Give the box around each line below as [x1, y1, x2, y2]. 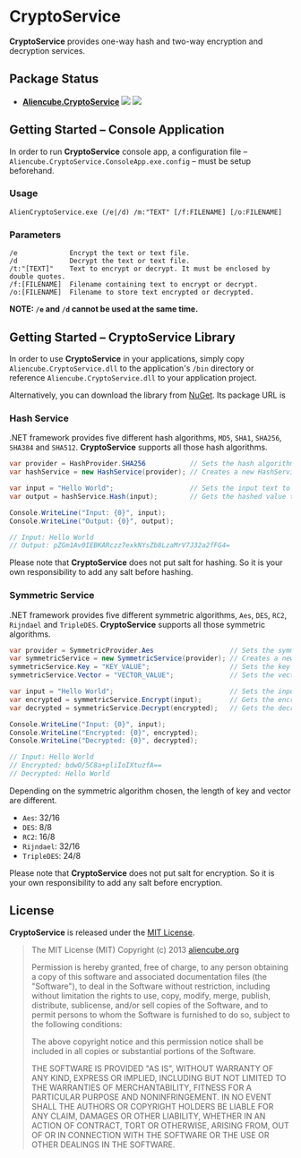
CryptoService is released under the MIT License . [9, 927, 195, 938]
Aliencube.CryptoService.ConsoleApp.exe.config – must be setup [9, 155, 252, 167]
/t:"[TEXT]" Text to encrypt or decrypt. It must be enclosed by [9, 264, 271, 274]
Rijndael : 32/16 [21, 840, 81, 852]
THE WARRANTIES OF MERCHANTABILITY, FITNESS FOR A [30, 1082, 253, 1093]
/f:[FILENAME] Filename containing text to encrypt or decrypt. [9, 280, 258, 289]
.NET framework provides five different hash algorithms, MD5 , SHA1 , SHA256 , [9, 433, 282, 443]
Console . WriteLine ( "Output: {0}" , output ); [9, 517, 175, 526]
